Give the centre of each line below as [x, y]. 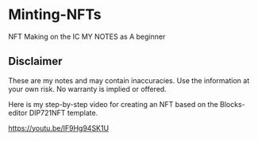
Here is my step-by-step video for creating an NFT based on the [113, 104]
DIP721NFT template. [64, 112]
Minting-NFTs [55, 15]
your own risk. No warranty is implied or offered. [87, 89]
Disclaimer [35, 61]
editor [18, 112]
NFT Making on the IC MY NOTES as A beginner [87, 36]
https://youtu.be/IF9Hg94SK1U [59, 128]
